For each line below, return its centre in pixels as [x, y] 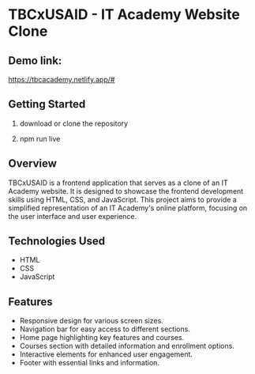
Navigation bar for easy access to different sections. [105, 329]
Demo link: [35, 60]
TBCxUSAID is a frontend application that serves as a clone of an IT [118, 183]
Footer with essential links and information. [90, 363]
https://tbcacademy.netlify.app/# [62, 79]
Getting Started [47, 104]
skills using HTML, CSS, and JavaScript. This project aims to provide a [122, 199]
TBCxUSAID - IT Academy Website [124, 15]
